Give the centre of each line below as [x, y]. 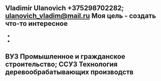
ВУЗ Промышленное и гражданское [65, 57]
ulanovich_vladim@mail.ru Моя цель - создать [81, 16]
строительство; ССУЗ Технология [61, 64]
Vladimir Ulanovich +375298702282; [65, 8]
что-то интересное [36, 24]
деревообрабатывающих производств [69, 72]
